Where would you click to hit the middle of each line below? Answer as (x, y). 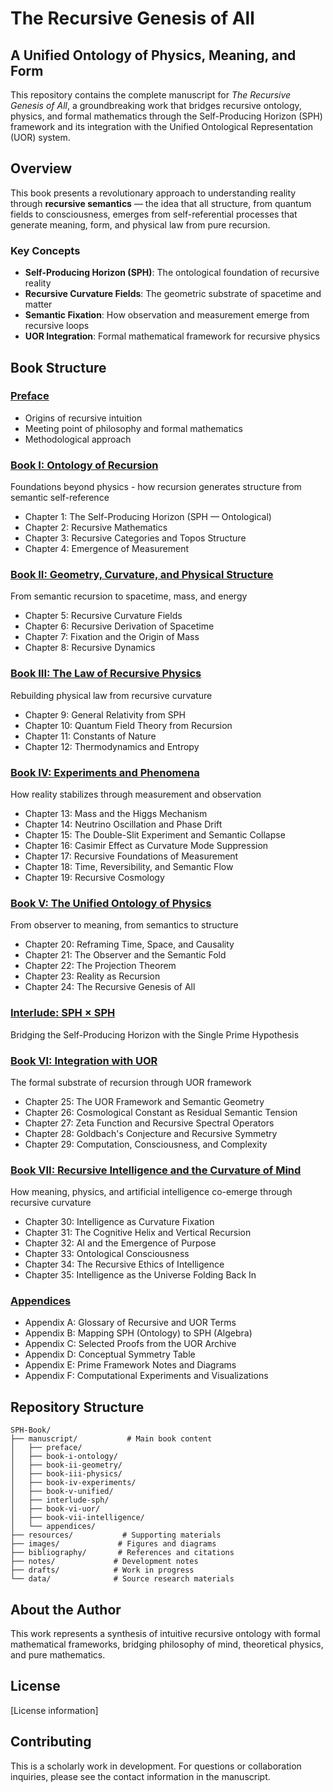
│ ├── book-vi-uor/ (55, 1509)
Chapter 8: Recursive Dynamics (90, 648)
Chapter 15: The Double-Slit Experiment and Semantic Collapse (155, 834)
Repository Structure (77, 1407)
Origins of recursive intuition (83, 418)
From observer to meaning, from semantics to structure (124, 925)
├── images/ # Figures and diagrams (113, 1544)
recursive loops (57, 326)
